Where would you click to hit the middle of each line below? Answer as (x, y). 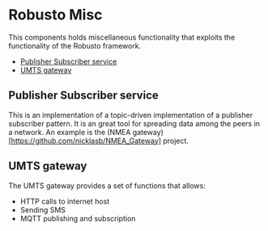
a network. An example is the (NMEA (70, 132)
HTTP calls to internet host (65, 201)
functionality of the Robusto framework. (75, 45)
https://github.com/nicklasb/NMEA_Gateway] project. (100, 141)
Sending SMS (43, 210)
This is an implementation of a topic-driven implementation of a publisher (131, 115)
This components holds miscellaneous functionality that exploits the (122, 37)
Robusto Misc (55, 15)
